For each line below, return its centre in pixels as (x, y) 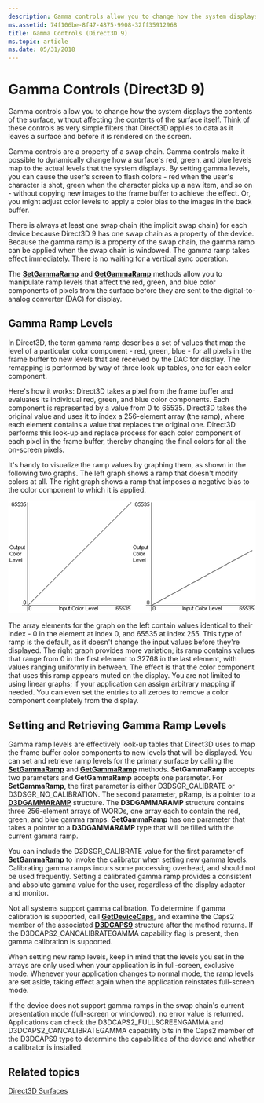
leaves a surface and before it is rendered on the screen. (100, 137)
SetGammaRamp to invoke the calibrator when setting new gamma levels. (128, 859)
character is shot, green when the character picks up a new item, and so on (130, 185)
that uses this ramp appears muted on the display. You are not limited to (125, 676)
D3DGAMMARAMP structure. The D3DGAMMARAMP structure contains (126, 803)
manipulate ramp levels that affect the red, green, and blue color (112, 282)
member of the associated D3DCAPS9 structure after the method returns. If (131, 925)
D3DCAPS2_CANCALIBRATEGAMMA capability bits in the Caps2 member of (131, 1031)
